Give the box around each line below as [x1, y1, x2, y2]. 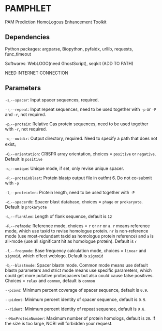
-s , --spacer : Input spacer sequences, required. [5, 97, 99, 102]
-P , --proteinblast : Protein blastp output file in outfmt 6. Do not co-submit [5, 175, 152, 181]
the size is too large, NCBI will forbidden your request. [5, 320, 113, 326]
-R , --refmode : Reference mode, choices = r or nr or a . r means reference [5, 223, 150, 229]
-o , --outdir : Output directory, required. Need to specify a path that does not [5, 135, 158, 141]
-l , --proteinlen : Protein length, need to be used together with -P [5, 189, 135, 195]
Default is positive [5, 156, 43, 162]
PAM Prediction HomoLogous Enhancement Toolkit [5, 19, 107, 25]
